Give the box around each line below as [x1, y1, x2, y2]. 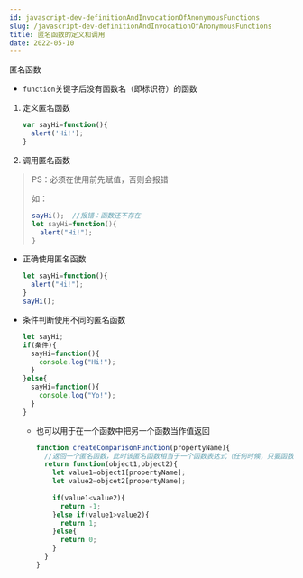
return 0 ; [60, 536, 97, 545]
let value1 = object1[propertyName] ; [52, 468, 187, 478]
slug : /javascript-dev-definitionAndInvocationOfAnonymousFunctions [9, 22, 272, 31]
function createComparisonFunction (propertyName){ [35, 443, 231, 452]
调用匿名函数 [22, 154, 70, 165]
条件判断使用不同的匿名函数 [22, 314, 126, 325]
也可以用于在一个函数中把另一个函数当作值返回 [35, 425, 210, 436]
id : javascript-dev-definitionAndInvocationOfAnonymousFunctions [9, 13, 260, 23]
